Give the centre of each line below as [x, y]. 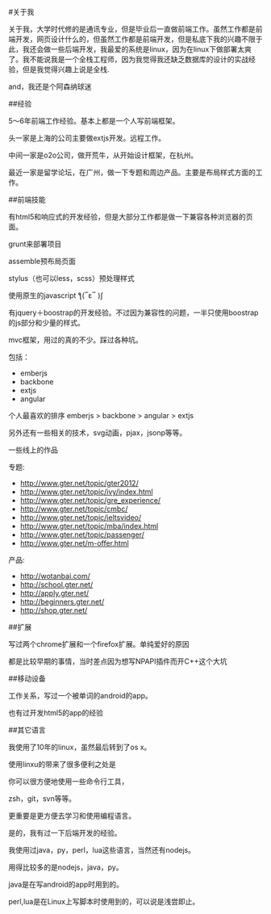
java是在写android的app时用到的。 [66, 884]
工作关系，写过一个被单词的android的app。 [81, 696]
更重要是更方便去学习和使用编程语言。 [72, 815]
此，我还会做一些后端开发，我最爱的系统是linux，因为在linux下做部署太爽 [130, 49]
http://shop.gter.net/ [54, 610]
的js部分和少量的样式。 [46, 323]
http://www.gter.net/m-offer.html [74, 543]
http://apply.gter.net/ [54, 593]
